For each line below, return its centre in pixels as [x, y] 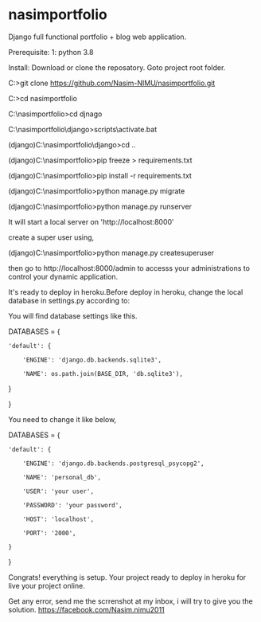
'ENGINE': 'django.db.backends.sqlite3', [92, 360]
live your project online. [47, 585]
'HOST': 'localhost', [58, 519]
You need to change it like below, [62, 419]
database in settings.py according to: [69, 300]
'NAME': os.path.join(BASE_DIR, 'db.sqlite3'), [103, 374]
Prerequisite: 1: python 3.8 [51, 52]
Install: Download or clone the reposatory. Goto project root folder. [117, 67]
